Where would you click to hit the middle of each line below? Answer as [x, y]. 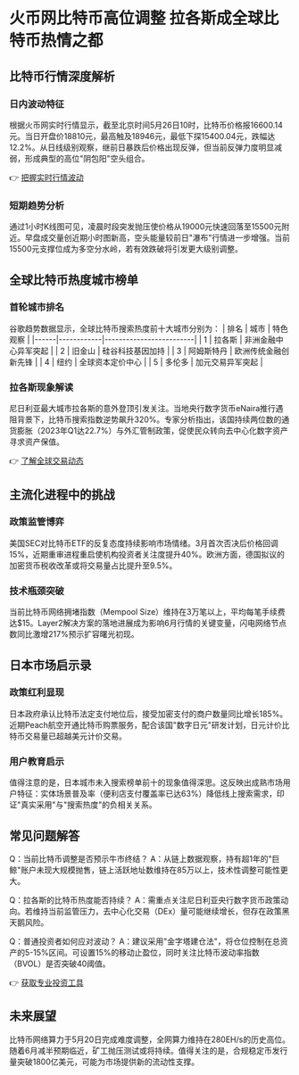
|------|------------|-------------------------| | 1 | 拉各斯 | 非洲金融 [154, 339]
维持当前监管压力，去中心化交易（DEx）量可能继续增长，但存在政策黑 [161, 911]
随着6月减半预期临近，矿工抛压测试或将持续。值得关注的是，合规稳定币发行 [149, 1050]
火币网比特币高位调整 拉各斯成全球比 [144, 18]
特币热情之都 [57, 41]
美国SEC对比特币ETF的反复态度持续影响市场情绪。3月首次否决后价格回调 [144, 543]
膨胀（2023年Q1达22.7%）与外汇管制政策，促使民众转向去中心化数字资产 [152, 431]
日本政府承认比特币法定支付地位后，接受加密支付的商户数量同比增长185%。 [149, 714]
